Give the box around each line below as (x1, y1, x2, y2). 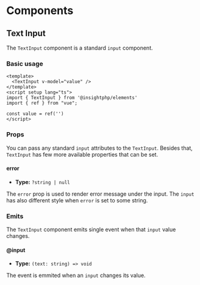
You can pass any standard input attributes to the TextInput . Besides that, (6, 144, 193, 152)
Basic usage (6, 59, 44, 68)
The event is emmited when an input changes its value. (6, 272, 146, 279)
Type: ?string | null (15, 178, 70, 185)
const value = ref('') (6, 111, 64, 117)
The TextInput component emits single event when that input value (6, 226, 176, 233)
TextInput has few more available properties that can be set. (6, 150, 159, 158)
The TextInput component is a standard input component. (6, 44, 153, 51)
